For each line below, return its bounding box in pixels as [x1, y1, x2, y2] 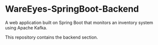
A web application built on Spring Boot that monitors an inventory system [5, 20, 154, 25]
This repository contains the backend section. [5, 34, 98, 40]
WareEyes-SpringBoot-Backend [5, 3, 139, 15]
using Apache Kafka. [5, 24, 48, 30]
